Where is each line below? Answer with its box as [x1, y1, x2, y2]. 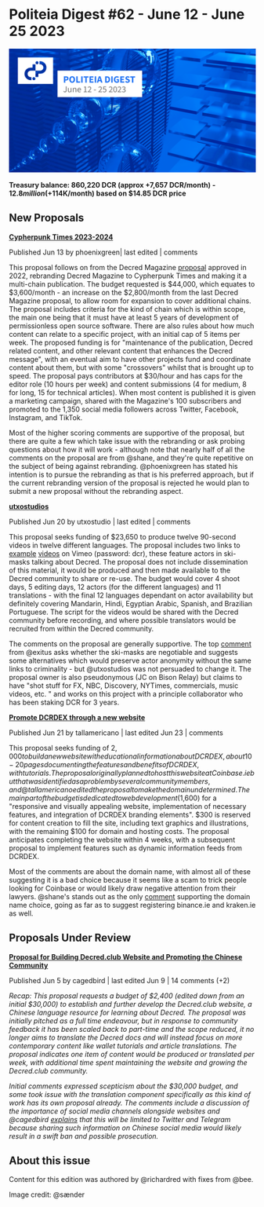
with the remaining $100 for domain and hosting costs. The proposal [9, 826, 230, 836]
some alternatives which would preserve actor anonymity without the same [9, 656, 251, 665]
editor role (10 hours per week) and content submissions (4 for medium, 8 [9, 379, 248, 389]
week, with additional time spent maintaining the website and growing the [9, 1058, 248, 1067]
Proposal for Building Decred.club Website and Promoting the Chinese [9, 952, 243, 961]
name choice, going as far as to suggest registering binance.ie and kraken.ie [9, 900, 256, 909]
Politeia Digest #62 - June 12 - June [9, 5, 245, 24]
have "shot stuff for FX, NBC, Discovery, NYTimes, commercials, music [9, 681, 239, 690]
